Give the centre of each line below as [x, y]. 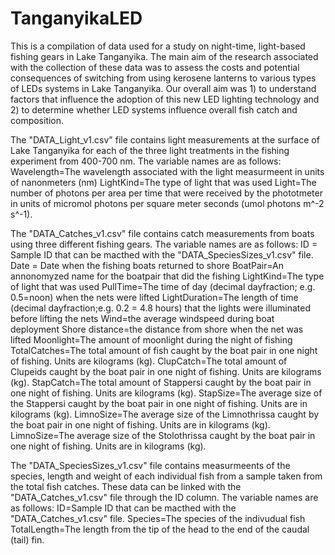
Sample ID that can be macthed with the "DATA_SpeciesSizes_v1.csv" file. [162, 254]
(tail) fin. [27, 539]
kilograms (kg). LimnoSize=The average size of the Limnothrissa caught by [165, 414]
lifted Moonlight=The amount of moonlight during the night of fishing [151, 339]
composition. [37, 120]
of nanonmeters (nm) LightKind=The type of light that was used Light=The [163, 182]
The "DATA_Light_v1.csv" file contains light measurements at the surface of [165, 139]
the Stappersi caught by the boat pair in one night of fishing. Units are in [159, 403]
